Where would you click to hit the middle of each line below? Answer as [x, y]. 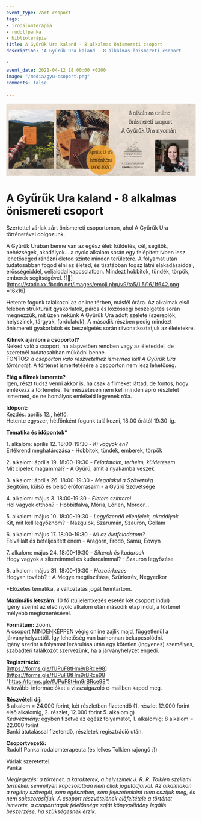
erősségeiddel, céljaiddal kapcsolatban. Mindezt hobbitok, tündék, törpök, [98, 271]
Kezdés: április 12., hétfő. [37, 414]
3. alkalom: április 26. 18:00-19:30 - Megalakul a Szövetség [80, 480]
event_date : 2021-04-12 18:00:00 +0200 [56, 70]
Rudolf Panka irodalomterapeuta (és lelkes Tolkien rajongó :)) [82, 749]
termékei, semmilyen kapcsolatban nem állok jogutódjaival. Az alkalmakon [99, 785]
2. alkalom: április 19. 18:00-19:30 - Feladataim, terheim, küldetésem [91, 462]
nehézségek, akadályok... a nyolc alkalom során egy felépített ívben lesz [96, 252]
